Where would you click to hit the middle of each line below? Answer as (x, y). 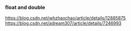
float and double (25, 7)
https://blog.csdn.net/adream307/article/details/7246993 (63, 23)
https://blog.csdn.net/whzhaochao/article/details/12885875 (65, 18)
